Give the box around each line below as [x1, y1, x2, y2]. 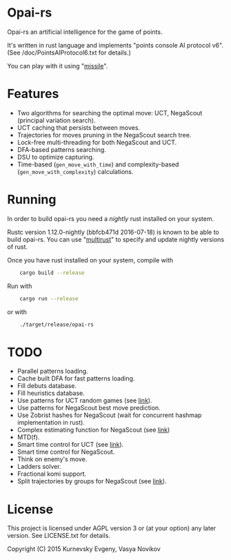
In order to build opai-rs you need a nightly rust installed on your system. [7, 214, 214, 222]
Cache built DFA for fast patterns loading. [17, 374, 135, 383]
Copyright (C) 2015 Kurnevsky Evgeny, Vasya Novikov [7, 545, 161, 553]
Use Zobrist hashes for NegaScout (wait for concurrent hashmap [17, 411, 202, 419]
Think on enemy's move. [17, 455, 88, 463]
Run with [7, 282, 32, 290]
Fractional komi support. [17, 470, 87, 478]
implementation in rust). [17, 418, 85, 427]
